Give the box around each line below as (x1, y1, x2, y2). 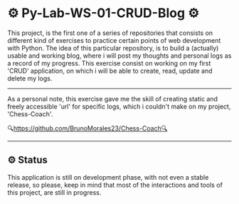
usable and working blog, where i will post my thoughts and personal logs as (7, 51, 232, 60)
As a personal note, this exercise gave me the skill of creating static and (7, 94, 218, 103)
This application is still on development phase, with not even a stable (7, 173, 209, 181)
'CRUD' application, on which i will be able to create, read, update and (7, 66, 213, 75)
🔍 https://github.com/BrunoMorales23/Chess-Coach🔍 (7, 123, 168, 133)
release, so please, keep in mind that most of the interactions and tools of (7, 180, 223, 189)
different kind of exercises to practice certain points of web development (7, 36, 221, 44)
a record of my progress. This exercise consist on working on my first (7, 58, 211, 67)
